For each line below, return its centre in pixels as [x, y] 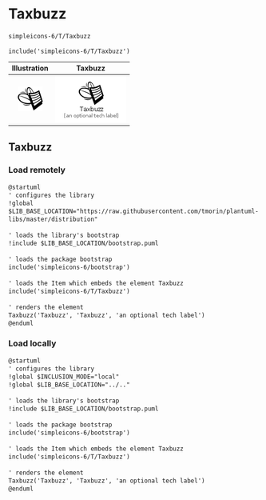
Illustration [30, 68]
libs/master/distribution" [53, 219]
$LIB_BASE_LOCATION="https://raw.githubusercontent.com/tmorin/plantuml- [134, 211]
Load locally [32, 343]
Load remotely [37, 170]
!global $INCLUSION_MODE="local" [64, 377]
